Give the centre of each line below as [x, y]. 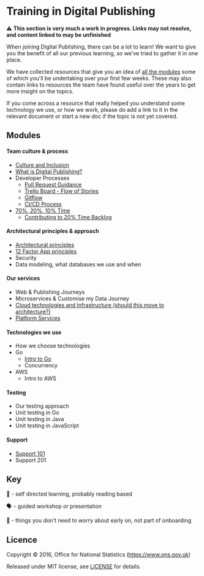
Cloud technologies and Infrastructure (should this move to [89, 305]
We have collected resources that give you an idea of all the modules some [101, 71]
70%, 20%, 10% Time [43, 211]
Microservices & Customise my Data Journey [72, 298]
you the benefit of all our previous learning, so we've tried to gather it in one [102, 53]
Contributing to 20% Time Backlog [68, 217]
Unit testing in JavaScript [47, 426]
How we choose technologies [53, 346]
